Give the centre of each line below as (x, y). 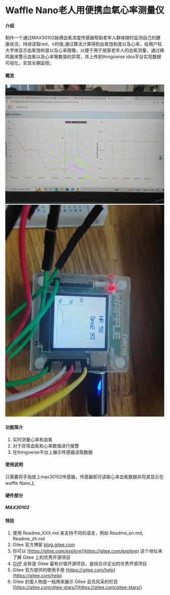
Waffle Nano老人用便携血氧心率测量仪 (85, 10)
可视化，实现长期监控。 (30, 63)
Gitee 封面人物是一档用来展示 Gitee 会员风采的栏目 (65, 581)
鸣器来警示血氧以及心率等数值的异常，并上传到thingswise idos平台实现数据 (83, 57)
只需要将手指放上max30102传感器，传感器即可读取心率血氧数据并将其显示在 (84, 477)
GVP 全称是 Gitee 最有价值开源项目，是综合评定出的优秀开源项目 (80, 563)
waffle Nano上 (20, 483)
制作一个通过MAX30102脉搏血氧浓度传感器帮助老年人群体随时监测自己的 (81, 38)
